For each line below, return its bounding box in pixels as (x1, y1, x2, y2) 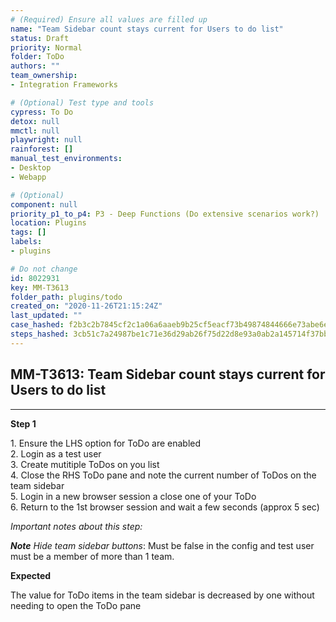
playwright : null (10, 135, 83, 145)
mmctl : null (10, 126, 60, 136)
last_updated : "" (10, 311, 83, 321)
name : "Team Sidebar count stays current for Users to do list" (10, 24, 284, 34)
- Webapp (10, 172, 47, 182)
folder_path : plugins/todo (10, 292, 123, 302)
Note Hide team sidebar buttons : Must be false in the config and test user (10, 539, 315, 551)
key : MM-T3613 (10, 282, 70, 293)
